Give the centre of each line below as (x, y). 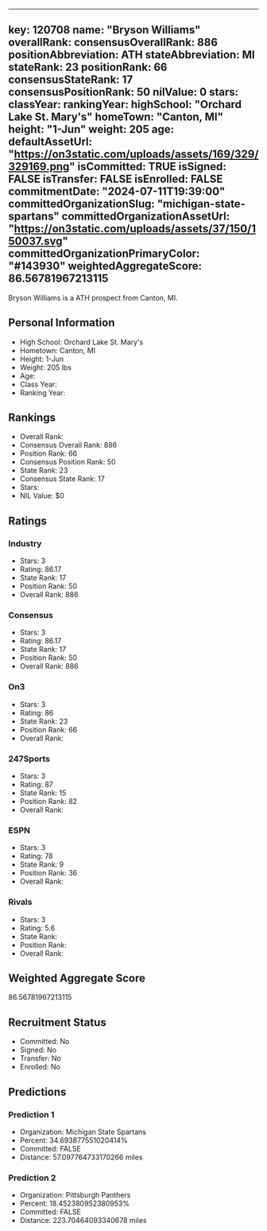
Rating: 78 (36, 856)
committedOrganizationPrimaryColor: (104, 254)
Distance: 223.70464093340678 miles (83, 1221)
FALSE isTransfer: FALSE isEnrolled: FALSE (116, 179)
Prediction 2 (32, 1178)
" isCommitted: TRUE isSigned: (147, 167)
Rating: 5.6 (37, 928)
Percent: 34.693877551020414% (74, 1140)
